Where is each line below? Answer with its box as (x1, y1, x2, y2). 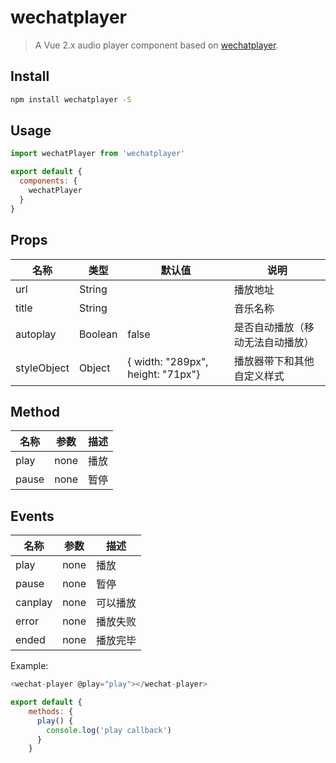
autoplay (15, 327, 57, 341)
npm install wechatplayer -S (10, 94, 132, 105)
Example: (10, 660, 49, 672)
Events (10, 507, 55, 525)
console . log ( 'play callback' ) (46, 725, 172, 735)
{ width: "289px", (127, 354, 209, 368)
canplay (15, 596, 53, 610)
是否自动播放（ (233, 320, 305, 334)
